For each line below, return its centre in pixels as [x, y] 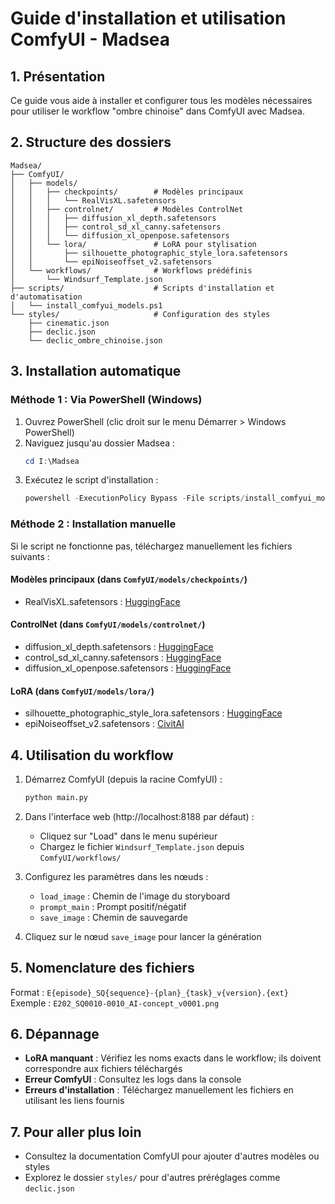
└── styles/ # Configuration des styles [140, 314]
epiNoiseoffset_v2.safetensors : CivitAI [104, 724]
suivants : [30, 556]
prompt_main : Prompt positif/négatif [113, 906]
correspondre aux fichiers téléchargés [103, 1069]
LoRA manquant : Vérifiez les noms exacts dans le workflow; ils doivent [173, 1058]
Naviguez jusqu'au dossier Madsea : [100, 443]
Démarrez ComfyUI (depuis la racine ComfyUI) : [123, 779]
